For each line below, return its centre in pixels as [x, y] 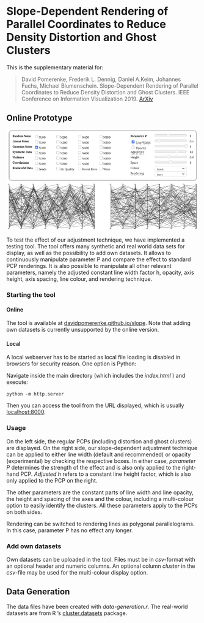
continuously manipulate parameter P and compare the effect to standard [99, 259]
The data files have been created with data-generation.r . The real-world [97, 606]
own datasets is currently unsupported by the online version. [83, 330]
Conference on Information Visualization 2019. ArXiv [87, 99]
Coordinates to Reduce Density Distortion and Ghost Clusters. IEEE [105, 92]
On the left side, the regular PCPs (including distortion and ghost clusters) [99, 441]
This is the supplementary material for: [55, 67]
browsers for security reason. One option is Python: [71, 364]
